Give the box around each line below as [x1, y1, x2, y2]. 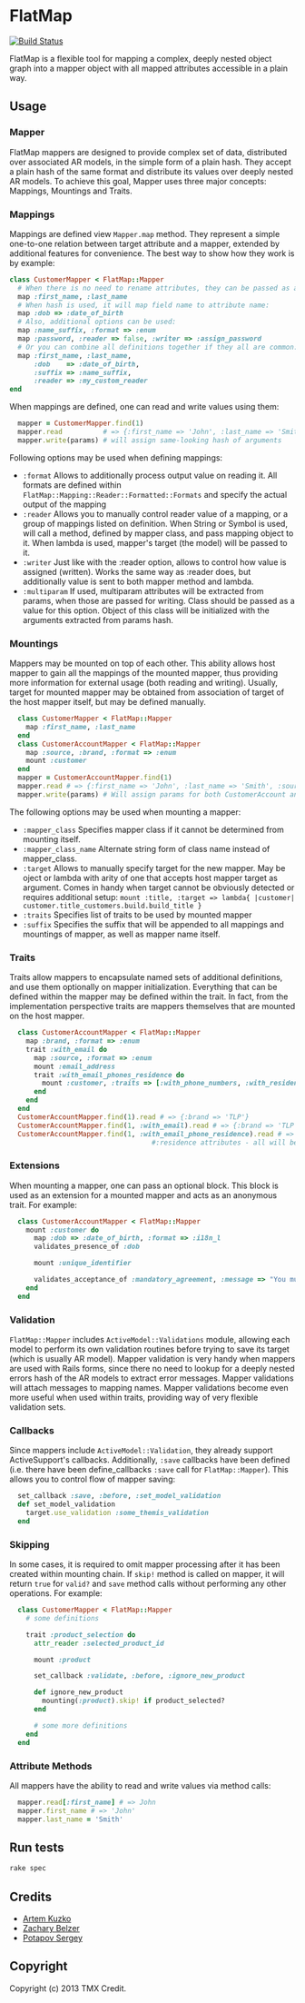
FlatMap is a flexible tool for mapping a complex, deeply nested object [9, 53, 272, 64]
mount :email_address [33, 1062, 116, 1071]
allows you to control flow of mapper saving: [9, 1473, 176, 1485]
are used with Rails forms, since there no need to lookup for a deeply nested [9, 1363, 295, 1373]
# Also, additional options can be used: [17, 317, 177, 327]
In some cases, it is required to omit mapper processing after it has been [9, 1559, 280, 1570]
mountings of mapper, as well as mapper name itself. [22, 928, 221, 939]
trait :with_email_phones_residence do [33, 1070, 184, 1079]
